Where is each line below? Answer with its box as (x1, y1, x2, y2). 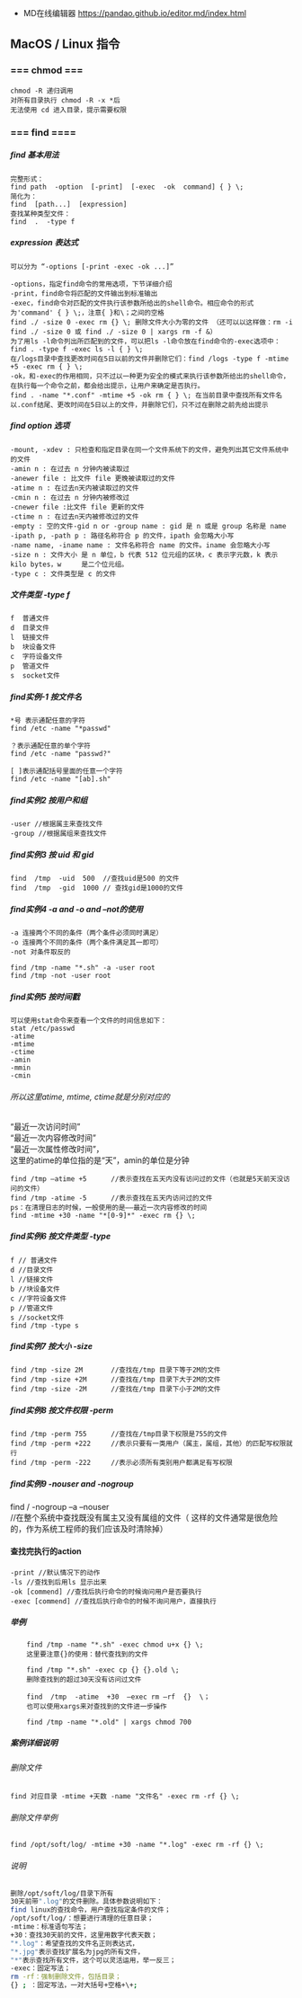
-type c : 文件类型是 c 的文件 (10, 569, 117, 578)
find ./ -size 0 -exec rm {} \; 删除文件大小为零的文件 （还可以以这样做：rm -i (10, 317, 293, 326)
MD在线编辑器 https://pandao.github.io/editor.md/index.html (22, 8, 246, 18)
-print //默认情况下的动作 (10, 1567, 101, 1577)
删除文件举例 (10, 1812, 58, 1823)
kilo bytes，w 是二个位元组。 (10, 560, 129, 569)
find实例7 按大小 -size (10, 1341, 93, 1352)
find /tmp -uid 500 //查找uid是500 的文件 (10, 875, 180, 884)
